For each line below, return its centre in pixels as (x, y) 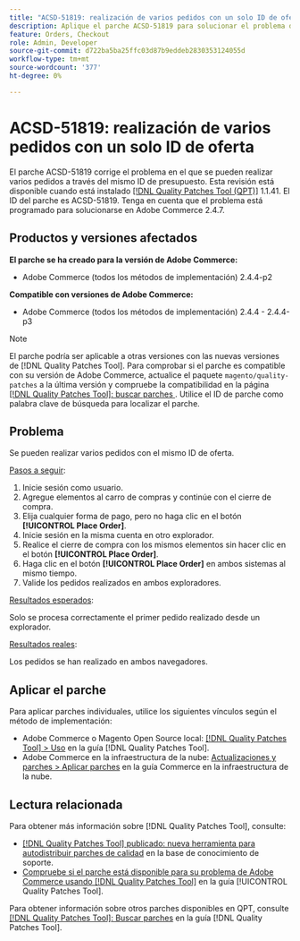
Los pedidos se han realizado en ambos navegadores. (108, 662)
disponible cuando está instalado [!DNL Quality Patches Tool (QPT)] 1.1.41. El (150, 191)
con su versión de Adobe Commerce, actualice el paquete (116, 375)
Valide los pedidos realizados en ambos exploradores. (121, 583)
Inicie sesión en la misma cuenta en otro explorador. (118, 535)
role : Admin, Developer (54, 43)
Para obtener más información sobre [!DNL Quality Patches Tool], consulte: (148, 826)
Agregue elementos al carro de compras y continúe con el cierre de (147, 497)
